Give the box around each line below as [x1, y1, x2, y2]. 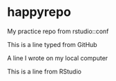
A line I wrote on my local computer [7, 53, 108, 62]
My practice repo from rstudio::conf [7, 27, 109, 35]
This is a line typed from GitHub [7, 40, 98, 48]
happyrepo [7, 4, 71, 20]
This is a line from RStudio [7, 67, 81, 75]
